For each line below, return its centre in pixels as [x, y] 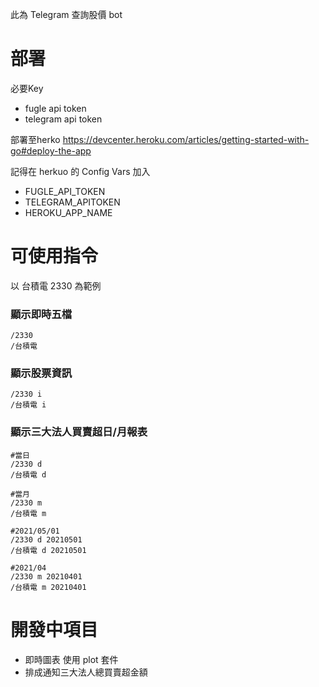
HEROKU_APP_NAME [68, 212]
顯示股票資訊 [41, 373]
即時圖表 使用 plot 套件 [71, 659]
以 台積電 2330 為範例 [56, 285]
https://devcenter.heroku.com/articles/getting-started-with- [186, 139]
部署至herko [35, 139]
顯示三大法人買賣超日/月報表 [79, 432]
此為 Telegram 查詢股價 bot [66, 14]
